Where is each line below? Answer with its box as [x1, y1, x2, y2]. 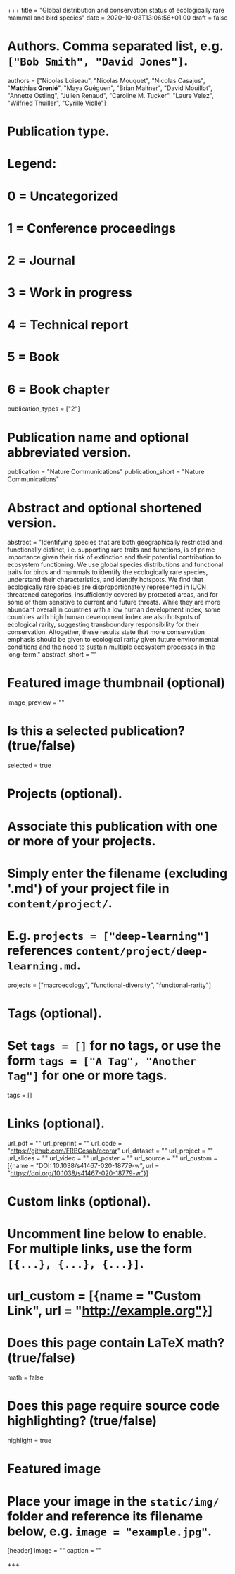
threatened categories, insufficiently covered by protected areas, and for [7, 590, 218, 599]
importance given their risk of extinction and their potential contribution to [7, 553, 222, 562]
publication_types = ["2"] [7, 404, 80, 413]
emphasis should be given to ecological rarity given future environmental [7, 636, 220, 644]
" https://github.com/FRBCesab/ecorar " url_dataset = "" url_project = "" [7, 1146, 213, 1155]
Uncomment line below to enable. [7, 1226, 208, 1242]
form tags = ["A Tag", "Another [7, 1053, 197, 1068]
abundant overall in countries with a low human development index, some [7, 605, 221, 614]
